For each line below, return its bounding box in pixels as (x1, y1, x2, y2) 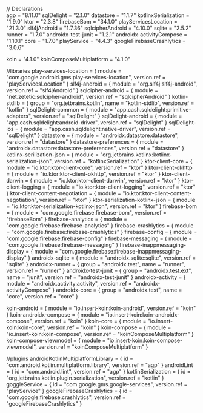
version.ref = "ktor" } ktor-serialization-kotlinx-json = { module (39, 196, 195, 203)
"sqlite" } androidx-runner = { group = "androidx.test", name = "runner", (6, 261, 185, 267)
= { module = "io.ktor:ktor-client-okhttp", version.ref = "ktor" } (6, 170, 161, 178)
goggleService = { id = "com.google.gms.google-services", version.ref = (6, 381, 188, 388)
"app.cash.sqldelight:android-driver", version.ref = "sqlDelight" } (6, 119, 168, 126)
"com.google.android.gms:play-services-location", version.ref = (6, 74, 166, 81)
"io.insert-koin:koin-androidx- (105, 311, 180, 318)
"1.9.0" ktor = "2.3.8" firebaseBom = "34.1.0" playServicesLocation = (6, 18, 178, 25)
